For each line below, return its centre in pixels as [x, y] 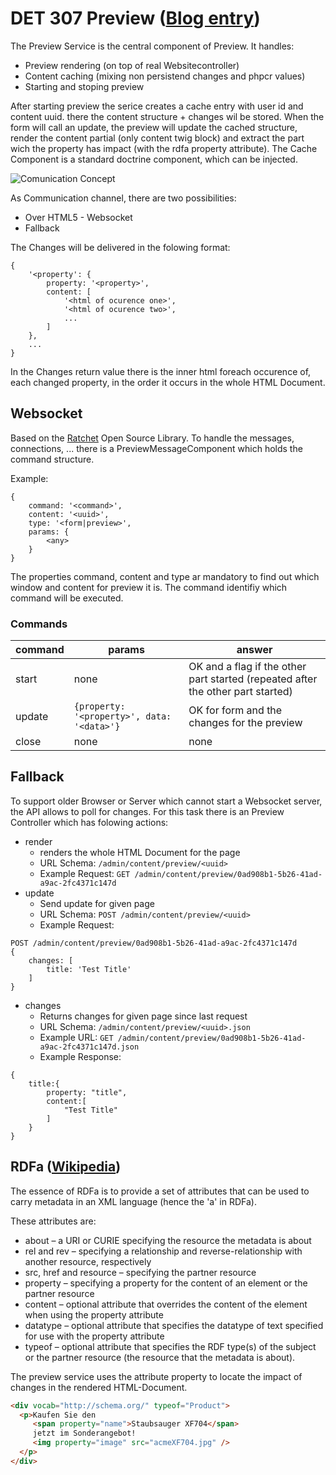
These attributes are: [53, 1221]
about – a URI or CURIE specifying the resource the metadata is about [168, 1240]
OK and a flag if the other [247, 667]
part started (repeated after [253, 679]
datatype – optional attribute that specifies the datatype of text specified [174, 1325]
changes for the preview [245, 723]
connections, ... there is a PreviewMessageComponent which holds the [156, 448]
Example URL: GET [76, 1037]
